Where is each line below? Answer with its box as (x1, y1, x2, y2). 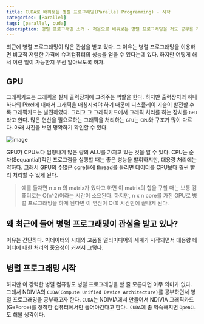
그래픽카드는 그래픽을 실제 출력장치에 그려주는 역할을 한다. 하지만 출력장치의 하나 (6, 94, 198, 101)
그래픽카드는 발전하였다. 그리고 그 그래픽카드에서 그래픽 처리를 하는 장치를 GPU (12, 109, 197, 116)
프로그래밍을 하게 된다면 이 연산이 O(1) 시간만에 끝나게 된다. (27, 199, 169, 207)
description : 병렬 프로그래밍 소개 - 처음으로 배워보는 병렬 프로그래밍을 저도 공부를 (6, 26, 194, 32)
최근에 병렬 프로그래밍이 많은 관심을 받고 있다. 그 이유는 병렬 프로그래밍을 (6, 43, 180, 50)
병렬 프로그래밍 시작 (6, 263, 76, 274)
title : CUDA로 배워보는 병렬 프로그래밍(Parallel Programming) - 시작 (6, 9, 171, 15)
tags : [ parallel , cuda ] (6, 20, 67, 26)
